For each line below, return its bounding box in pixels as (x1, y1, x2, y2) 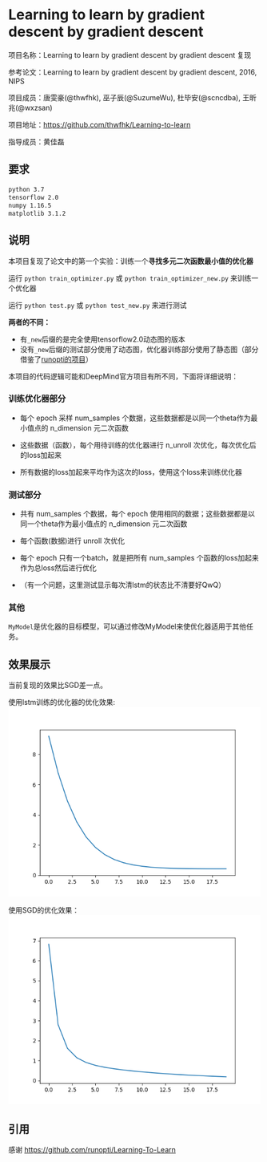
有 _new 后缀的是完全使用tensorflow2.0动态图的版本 (19, 334, 185, 344)
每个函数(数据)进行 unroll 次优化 (19, 536, 126, 546)
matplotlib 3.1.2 (8, 209, 66, 217)
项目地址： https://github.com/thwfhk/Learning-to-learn (8, 119, 191, 129)
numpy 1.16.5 (8, 201, 52, 209)
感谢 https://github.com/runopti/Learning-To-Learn (8, 1145, 176, 1155)
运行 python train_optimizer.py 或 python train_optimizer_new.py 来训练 (8, 273, 252, 282)
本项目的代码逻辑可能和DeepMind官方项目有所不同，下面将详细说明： (8, 371, 238, 381)
